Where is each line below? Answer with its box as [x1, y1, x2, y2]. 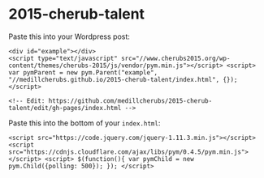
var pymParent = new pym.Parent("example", [8, 68, 158, 77]
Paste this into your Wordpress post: [8, 32, 130, 41]
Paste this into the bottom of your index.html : [8, 118, 161, 128]
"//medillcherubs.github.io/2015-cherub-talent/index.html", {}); [8, 75, 238, 83]
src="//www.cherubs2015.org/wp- [120, 54, 231, 62]
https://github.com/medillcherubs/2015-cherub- [48, 96, 213, 105]
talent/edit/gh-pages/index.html [8, 104, 122, 112]
